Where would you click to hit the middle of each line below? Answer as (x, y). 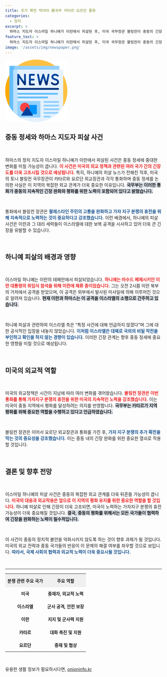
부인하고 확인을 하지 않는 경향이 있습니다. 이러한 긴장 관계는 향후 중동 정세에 (78, 338)
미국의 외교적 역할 (31, 370)
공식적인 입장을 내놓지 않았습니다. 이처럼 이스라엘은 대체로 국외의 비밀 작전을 (84, 331)
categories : (17, 16)
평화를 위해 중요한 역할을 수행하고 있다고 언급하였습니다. (59, 412)
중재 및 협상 (66, 645)
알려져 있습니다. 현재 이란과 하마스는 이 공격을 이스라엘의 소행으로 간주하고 (82, 298)
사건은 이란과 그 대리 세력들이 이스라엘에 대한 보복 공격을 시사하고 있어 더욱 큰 (81, 224)
